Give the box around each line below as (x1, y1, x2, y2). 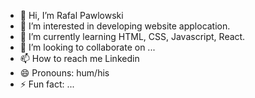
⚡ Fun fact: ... (19, 78, 75, 90)
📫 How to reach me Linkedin (19, 53, 140, 64)
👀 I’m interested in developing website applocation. (19, 20, 231, 32)
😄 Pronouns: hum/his (19, 67, 110, 79)
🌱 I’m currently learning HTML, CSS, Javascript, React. (19, 31, 246, 42)
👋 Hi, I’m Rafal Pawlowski (19, 10, 124, 21)
